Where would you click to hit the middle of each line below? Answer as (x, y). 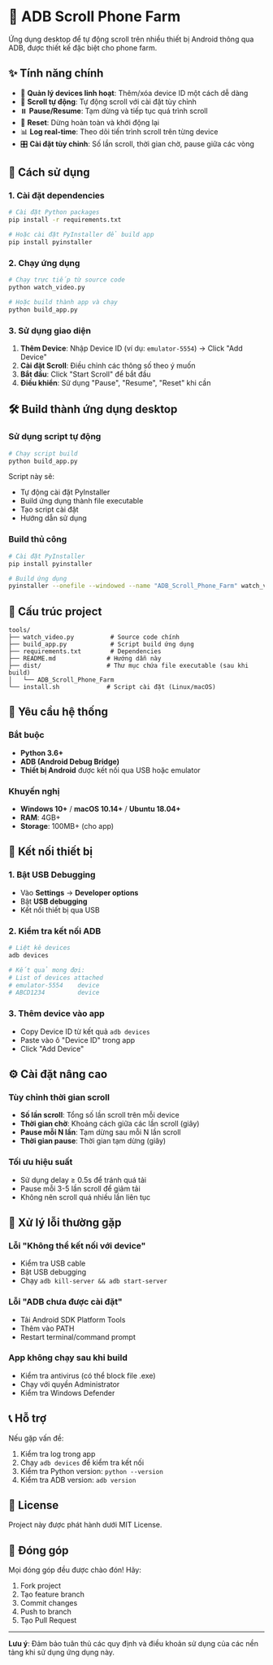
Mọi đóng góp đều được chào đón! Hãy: (75, 1570)
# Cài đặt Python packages (54, 212)
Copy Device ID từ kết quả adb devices (85, 1031)
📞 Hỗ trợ (28, 1419)
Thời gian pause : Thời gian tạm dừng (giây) (93, 1141)
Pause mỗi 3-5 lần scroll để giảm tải (80, 1188)
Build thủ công (38, 539)
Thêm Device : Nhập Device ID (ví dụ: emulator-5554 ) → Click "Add (131, 348)
